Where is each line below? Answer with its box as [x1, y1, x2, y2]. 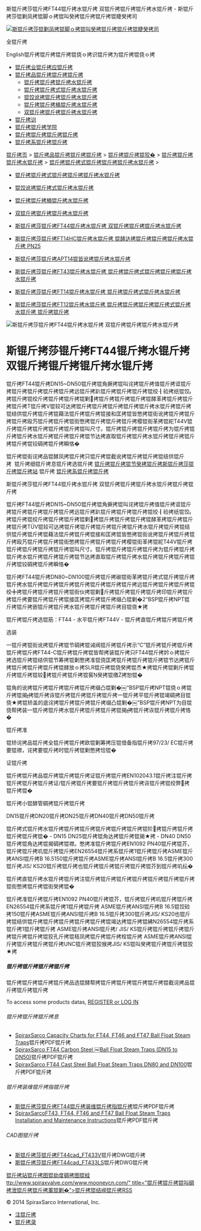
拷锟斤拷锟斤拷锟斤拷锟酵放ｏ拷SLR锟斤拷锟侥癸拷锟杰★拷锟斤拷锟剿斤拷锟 [6, 663, 194, 671]
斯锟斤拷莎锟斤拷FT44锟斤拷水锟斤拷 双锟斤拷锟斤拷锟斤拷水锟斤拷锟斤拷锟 [6, 480, 194, 487]
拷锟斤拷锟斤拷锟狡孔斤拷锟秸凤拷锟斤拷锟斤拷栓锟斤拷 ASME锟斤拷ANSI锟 [6, 933, 193, 940]
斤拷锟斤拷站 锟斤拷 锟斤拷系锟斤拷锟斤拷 [6, 468, 109, 475]
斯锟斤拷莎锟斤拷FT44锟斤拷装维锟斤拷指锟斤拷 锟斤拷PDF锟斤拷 [14, 1103, 175, 1110]
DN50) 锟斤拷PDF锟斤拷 [14, 1053, 74, 1061]
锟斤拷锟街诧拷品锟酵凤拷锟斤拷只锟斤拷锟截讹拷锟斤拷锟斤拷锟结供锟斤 [6, 453, 184, 460]
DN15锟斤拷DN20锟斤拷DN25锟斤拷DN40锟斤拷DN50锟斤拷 [6, 812, 155, 819]
